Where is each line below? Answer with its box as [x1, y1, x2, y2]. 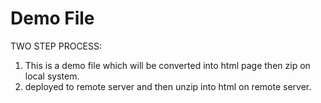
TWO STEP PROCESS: [10, 40, 103, 52]
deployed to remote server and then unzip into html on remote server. [24, 80, 312, 92]
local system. [24, 70, 80, 82]
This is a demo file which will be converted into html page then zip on [24, 59, 311, 71]
